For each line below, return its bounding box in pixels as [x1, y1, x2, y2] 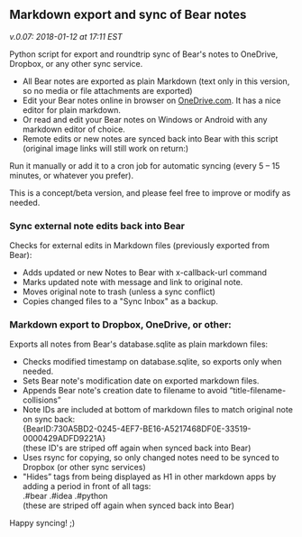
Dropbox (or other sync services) [22, 462, 146, 473]
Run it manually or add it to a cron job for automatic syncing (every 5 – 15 [9, 160, 280, 171]
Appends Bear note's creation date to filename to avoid [22, 385, 228, 396]
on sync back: [22, 414, 76, 425]
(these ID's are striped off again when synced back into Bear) [22, 442, 252, 454]
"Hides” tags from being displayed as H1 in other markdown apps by [22, 471, 277, 482]
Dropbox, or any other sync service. [9, 58, 143, 69]
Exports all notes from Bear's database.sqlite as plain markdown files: [9, 338, 269, 350]
